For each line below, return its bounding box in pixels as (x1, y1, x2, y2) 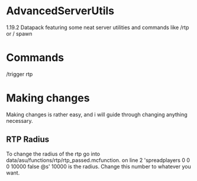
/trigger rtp (6, 70, 33, 78)
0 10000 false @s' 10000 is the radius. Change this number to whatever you (6, 163, 191, 170)
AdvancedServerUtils (6, 4, 115, 18)
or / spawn (6, 30, 33, 37)
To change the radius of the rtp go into (6, 150, 101, 157)
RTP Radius (6, 135, 50, 145)
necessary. (6, 117, 34, 124)
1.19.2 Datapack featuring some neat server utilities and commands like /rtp (6, 24, 189, 31)
